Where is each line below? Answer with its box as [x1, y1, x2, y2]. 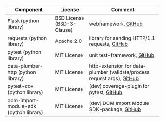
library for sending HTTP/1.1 [89, 35, 155, 41]
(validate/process [109, 69, 150, 75]
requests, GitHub [89, 41, 128, 47]
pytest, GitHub [89, 89, 123, 96]
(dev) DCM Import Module [89, 100, 150, 106]
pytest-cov [7, 83, 34, 89]
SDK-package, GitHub [89, 106, 141, 113]
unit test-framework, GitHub [89, 52, 155, 58]
